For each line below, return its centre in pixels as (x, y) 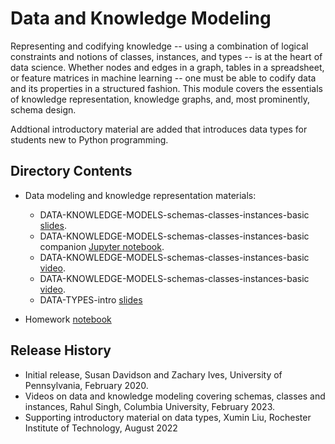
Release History (61, 350)
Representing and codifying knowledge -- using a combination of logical (159, 46)
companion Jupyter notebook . (102, 246)
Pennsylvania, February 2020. (86, 385)
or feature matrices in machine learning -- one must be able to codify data (163, 78)
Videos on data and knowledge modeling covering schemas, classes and (175, 396)
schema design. (43, 109)
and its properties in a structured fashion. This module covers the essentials (166, 88)
